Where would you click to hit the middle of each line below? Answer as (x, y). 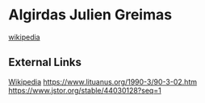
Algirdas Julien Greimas (90, 15)
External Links (45, 62)
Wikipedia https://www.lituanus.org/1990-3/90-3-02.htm (103, 81)
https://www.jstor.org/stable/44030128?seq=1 (85, 90)
